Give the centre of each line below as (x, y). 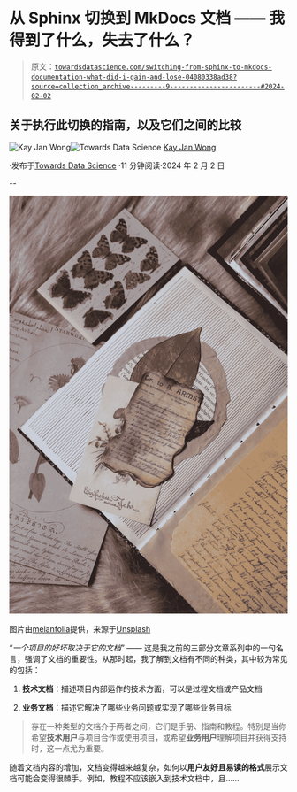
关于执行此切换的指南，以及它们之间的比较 (125, 125)
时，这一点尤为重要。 (69, 749)
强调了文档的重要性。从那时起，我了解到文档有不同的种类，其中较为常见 (156, 659)
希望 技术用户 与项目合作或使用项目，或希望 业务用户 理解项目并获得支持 (159, 738)
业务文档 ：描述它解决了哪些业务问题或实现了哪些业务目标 (126, 708)
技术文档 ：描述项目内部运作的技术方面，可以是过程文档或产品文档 (142, 689)
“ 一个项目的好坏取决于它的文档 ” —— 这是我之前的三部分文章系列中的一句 (143, 648)
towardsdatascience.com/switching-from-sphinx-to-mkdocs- (163, 67)
